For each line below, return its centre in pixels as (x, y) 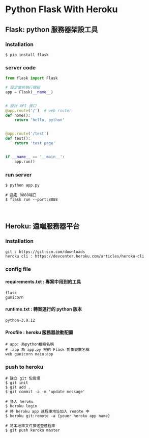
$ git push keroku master (33, 430)
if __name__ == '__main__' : (35, 157)
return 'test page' (35, 143)
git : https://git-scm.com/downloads (45, 252)
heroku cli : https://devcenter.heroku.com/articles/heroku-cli (75, 256)
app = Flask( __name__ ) (29, 92)
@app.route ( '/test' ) (27, 134)
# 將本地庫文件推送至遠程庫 (31, 426)
